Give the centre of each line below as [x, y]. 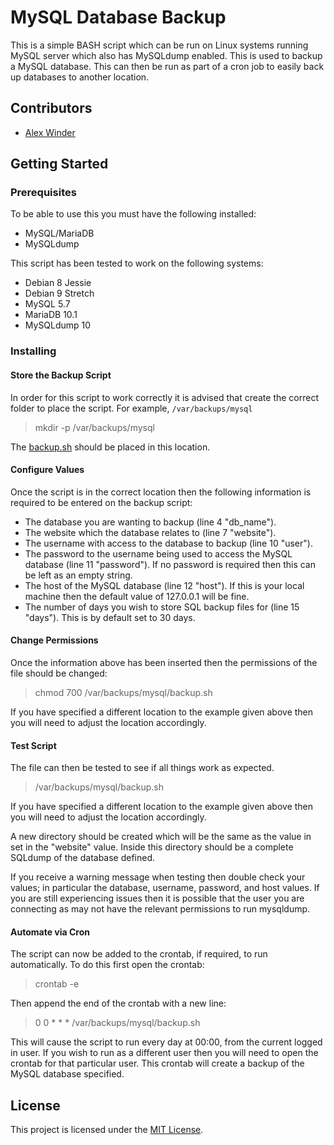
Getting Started [59, 164]
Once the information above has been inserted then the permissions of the [164, 662]
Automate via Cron [50, 932]
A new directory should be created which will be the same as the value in [161, 837]
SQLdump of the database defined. [83, 858]
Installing [33, 351]
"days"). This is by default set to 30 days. [110, 617]
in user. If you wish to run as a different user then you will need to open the [164, 1053]
